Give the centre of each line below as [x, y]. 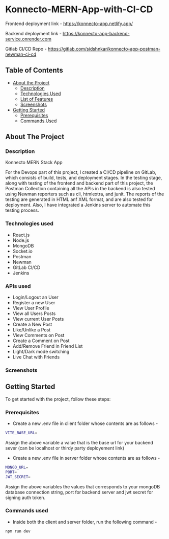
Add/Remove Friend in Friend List [48, 346]
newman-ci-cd [21, 54]
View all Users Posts [34, 313]
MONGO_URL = [17, 467]
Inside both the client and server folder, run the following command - [85, 522]
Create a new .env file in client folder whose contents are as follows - [85, 423]
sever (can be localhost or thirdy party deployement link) [65, 448]
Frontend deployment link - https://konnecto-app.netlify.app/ [69, 24]
